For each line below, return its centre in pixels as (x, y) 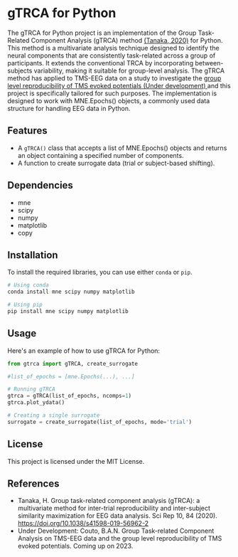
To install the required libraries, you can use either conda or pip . (100, 272)
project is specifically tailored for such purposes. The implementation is (112, 93)
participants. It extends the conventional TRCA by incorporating (101, 63)
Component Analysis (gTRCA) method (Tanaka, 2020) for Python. (127, 40)
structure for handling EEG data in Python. (69, 108)
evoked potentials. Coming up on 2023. (75, 546)
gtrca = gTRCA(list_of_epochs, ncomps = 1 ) (70, 396)
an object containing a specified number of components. (101, 155)
